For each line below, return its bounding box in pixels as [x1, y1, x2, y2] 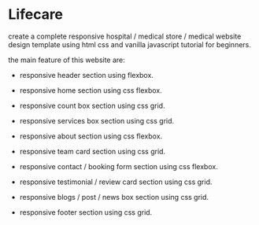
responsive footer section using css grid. [19, 207, 153, 217]
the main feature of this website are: [8, 55, 126, 65]
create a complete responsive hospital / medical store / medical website [8, 31, 242, 41]
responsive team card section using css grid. [19, 146, 166, 156]
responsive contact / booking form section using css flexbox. [19, 161, 218, 171]
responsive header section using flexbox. [19, 70, 154, 79]
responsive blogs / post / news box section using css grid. [19, 192, 209, 201]
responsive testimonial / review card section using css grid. [19, 177, 213, 186]
